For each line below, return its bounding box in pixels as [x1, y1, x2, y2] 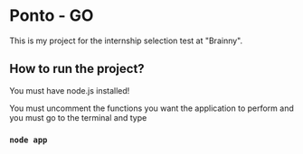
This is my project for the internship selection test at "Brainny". [9, 35, 243, 46]
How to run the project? [9, 61, 145, 77]
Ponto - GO [9, 5, 94, 26]
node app [9, 134, 48, 145]
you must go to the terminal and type [9, 112, 147, 122]
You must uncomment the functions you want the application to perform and [9, 103, 294, 113]
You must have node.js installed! [9, 85, 130, 95]
